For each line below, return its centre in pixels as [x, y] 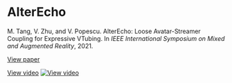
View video [23, 73]
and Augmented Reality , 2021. [50, 46]
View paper [24, 59]
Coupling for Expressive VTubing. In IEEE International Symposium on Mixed [116, 38]
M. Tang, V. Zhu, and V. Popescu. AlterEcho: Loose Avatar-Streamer [104, 31]
